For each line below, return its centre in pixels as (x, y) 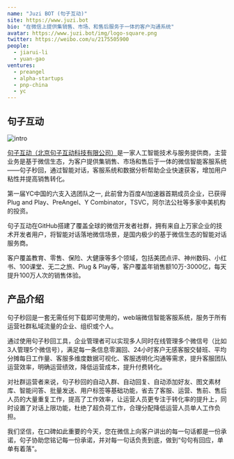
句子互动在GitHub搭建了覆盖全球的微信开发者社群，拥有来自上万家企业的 (112, 225)
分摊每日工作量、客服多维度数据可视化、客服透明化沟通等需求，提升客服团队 (117, 358)
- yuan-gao (29, 59)
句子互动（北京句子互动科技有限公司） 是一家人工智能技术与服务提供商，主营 (117, 152)
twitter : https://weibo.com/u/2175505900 (68, 40)
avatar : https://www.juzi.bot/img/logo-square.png (82, 33)
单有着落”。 (24, 449)
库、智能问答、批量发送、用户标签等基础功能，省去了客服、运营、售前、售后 (117, 390)
